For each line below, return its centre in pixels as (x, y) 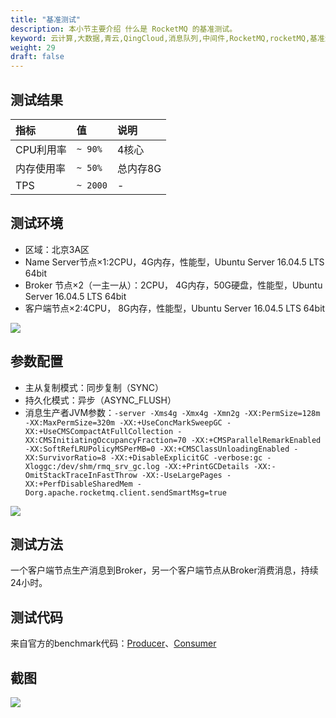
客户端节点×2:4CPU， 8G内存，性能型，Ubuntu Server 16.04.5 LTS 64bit (175, 308)
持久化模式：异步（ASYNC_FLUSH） (100, 400)
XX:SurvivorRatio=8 (65, 457)
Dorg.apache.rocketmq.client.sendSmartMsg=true (125, 492)
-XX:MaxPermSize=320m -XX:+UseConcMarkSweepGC (123, 422)
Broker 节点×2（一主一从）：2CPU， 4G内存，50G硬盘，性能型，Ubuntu (173, 285)
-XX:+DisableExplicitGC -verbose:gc (186, 457)
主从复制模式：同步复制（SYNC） (94, 387)
